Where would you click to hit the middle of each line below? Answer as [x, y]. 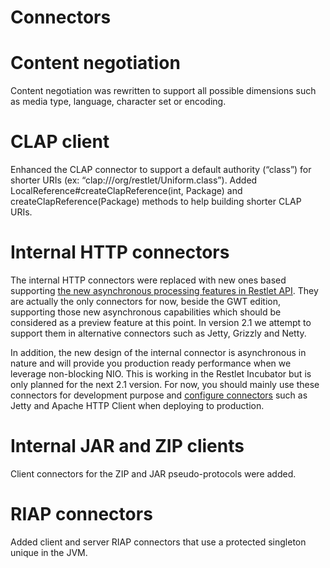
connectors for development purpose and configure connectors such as [159, 395]
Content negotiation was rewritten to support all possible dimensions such [163, 91]
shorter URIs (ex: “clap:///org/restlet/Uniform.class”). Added [134, 180]
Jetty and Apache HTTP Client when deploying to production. [137, 405]
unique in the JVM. [49, 552]
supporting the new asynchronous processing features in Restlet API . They [164, 290]
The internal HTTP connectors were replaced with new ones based [148, 280]
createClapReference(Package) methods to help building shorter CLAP [156, 202]
